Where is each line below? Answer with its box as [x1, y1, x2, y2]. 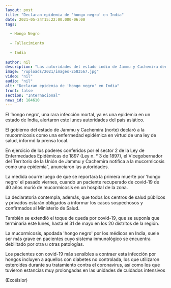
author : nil [5, 60, 31, 65]
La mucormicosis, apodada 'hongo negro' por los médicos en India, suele [5, 230, 159, 237]
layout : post [5, 7, 33, 13]
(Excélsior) [5, 277, 28, 283]
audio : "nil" [5, 78, 33, 84]
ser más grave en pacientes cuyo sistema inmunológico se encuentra [5, 235, 151, 242]
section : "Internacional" [5, 93, 60, 98]
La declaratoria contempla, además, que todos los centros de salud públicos [5, 194, 165, 200]
